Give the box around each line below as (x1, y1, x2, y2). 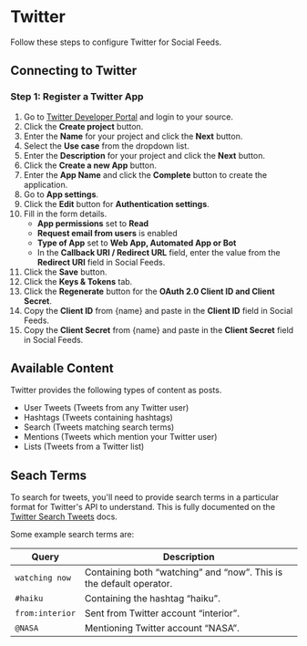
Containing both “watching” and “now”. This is (84, 566, 283, 578)
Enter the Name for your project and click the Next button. (23, 130, 243, 141)
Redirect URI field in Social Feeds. (36, 256, 166, 267)
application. (23, 179, 68, 190)
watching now (15, 573, 72, 583)
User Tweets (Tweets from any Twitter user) (23, 402, 189, 413)
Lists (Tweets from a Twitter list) (23, 441, 145, 453)
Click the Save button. (23, 266, 107, 277)
